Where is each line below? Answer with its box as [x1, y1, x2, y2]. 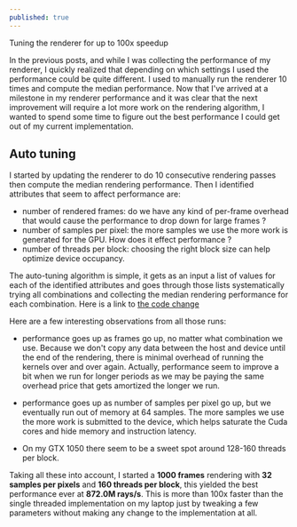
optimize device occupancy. [21, 253, 126, 264]
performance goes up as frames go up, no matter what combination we [21, 333, 284, 344]
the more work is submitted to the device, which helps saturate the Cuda [21, 417, 288, 427]
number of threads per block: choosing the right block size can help [21, 244, 270, 254]
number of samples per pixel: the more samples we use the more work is [21, 225, 288, 236]
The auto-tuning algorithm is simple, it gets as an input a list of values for [9, 270, 277, 281]
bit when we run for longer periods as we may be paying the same [21, 371, 264, 382]
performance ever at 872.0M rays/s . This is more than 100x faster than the [9, 489, 284, 499]
